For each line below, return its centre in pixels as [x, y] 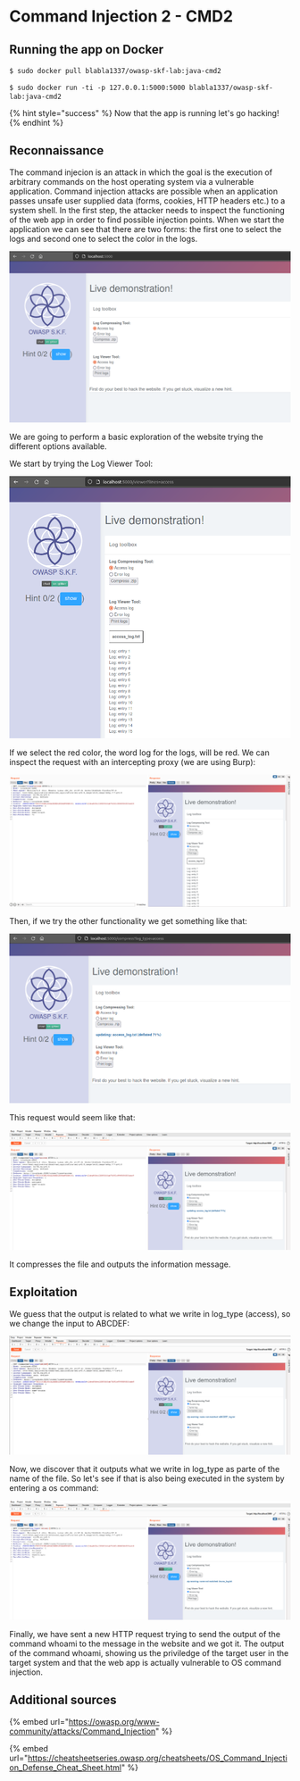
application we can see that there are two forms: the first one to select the [146, 229]
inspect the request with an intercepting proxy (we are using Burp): [133, 762]
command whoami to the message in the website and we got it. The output [147, 1644]
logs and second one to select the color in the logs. [104, 238]
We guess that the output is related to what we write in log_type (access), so [150, 1313]
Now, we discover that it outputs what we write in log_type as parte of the [145, 1469]
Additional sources [63, 1700]
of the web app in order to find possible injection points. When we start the [147, 220]
